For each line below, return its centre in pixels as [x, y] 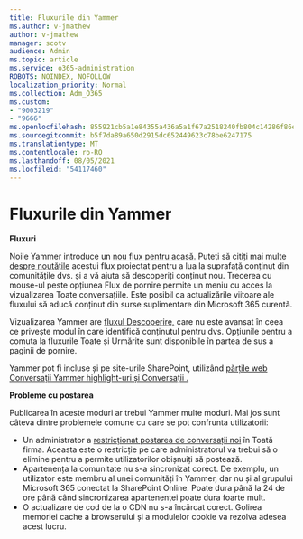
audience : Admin [40, 52]
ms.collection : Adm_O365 [56, 93]
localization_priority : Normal [68, 85]
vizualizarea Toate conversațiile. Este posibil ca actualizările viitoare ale [142, 295]
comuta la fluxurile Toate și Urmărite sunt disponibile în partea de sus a [142, 341]
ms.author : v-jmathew [50, 26]
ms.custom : [30, 102]
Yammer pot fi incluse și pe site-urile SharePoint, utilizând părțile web [138, 368]
